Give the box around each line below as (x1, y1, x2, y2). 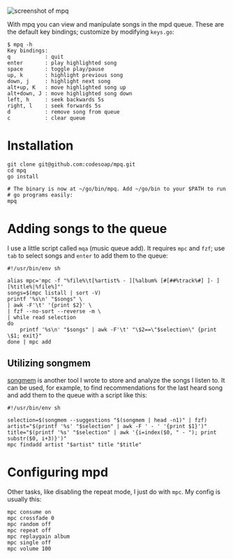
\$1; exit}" (7, 332, 42, 339)
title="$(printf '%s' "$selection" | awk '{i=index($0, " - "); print (7, 429, 217, 436)
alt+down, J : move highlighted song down (7, 90, 133, 97)
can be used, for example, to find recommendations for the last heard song (7, 383, 223, 392)
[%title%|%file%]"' (7, 283, 64, 290)
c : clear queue (7, 115, 86, 122)
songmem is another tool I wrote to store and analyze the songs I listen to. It (7, 376, 225, 384)
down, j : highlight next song (7, 78, 111, 85)
